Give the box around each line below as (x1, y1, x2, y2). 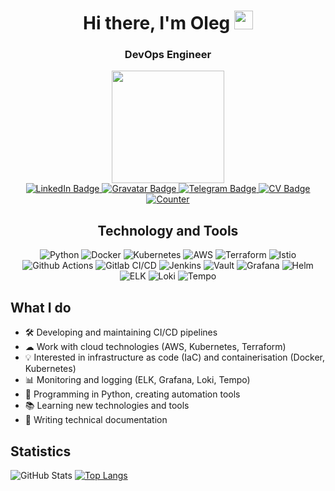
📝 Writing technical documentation (24, 414, 168, 426)
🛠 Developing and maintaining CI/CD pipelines (24, 326, 218, 339)
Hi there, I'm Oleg (83, 12, 231, 35)
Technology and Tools (97, 222, 239, 239)
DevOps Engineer (124, 48, 212, 62)
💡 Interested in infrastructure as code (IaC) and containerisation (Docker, (24, 351, 326, 364)
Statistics (10, 443, 72, 460)
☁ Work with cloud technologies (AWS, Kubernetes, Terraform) (24, 341, 287, 353)
